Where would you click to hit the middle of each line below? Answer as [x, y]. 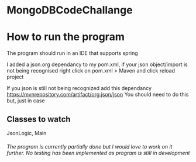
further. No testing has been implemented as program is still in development [98, 153]
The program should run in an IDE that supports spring [72, 53]
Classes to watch [39, 119]
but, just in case [26, 101]
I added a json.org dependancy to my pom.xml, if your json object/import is [97, 64]
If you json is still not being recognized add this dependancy [79, 88]
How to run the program [66, 37]
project [15, 77]
